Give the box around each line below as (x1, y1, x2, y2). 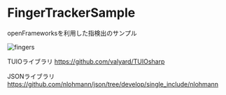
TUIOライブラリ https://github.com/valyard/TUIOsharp (7, 57, 165, 66)
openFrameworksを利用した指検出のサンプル (7, 29, 138, 37)
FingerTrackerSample (7, 5, 136, 21)
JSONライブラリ (7, 72, 55, 80)
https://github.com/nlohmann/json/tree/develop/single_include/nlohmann (7, 80, 219, 88)
